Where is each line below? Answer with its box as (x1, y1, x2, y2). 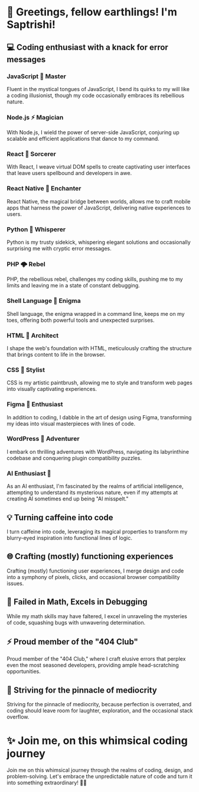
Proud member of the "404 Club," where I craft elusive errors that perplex (6, 655, 186, 662)
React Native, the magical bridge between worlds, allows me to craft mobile (6, 198, 191, 205)
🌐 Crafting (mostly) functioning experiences (6, 551, 174, 561)
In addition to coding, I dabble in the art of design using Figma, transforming (6, 413, 192, 421)
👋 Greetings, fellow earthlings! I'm (6, 5, 178, 19)
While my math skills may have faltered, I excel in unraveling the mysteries (6, 612, 188, 620)
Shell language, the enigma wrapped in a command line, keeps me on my (6, 310, 185, 317)
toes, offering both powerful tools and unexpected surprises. (6, 316, 155, 324)
